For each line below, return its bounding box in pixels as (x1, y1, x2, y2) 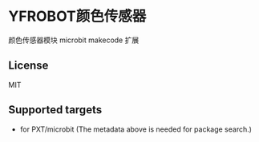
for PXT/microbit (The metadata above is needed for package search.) (19, 124, 253, 134)
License (8, 59, 49, 73)
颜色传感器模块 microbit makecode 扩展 (8, 35, 140, 45)
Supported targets (8, 103, 103, 116)
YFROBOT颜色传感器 (8, 7, 147, 26)
